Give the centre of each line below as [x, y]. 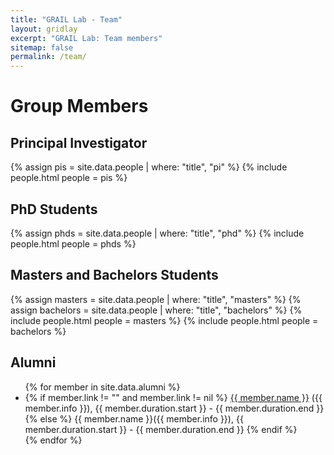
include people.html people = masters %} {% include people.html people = [164, 320]
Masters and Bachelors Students [114, 275]
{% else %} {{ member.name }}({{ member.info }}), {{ [134, 418]
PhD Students [54, 209]
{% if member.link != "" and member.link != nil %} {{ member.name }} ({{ [173, 397]
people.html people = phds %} [73, 243]
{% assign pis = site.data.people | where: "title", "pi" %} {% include [149, 167]
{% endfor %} [53, 440]
